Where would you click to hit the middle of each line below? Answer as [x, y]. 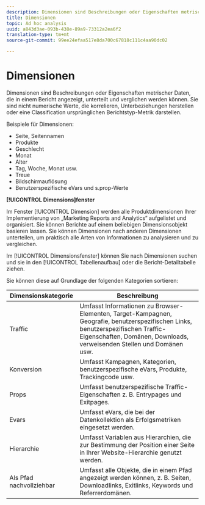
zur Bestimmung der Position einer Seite [137, 445]
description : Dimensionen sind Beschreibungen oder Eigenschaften [92, 12]
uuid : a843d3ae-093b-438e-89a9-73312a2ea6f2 [64, 29]
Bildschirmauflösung [41, 181]
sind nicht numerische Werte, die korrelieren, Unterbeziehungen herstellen [100, 106]
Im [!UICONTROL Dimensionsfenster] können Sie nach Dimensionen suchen [102, 256]
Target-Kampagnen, [142, 313]
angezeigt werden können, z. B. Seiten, [135, 478]
